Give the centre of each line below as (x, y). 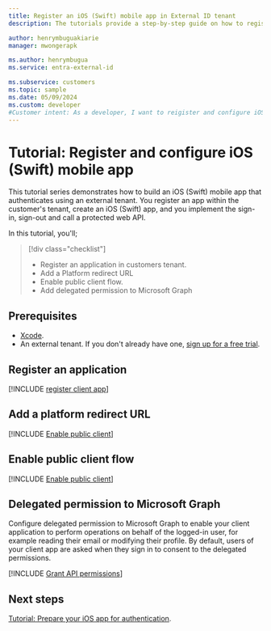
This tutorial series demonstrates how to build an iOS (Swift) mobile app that (135, 192)
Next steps (36, 599)
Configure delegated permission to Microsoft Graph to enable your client (129, 523)
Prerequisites (43, 316)
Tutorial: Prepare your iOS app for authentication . (90, 619)
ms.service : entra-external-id (61, 68)
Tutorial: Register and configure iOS (131, 152)
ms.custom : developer (45, 105)
